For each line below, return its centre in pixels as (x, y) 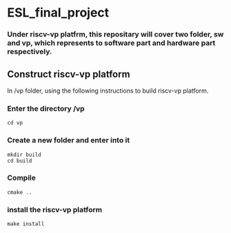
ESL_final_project (58, 13)
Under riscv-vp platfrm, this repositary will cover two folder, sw (115, 35)
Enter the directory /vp (46, 109)
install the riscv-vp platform (55, 209)
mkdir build (24, 155)
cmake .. (20, 192)
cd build (20, 160)
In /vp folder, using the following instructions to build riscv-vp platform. (108, 91)
